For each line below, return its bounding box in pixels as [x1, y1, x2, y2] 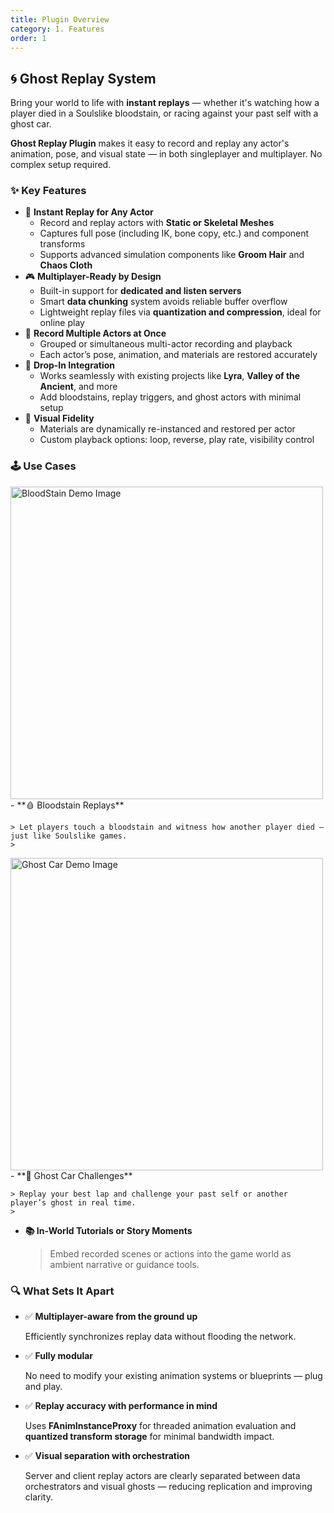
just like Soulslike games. [10, 831, 128, 841]
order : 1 [10, 33, 47, 43]
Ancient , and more [39, 381, 118, 393]
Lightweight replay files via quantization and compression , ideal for [39, 306, 322, 318]
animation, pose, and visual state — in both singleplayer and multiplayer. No [10, 148, 323, 160]
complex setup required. [10, 159, 112, 171]
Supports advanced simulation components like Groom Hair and [39, 249, 305, 261]
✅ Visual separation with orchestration [24, 1450, 191, 1462]
